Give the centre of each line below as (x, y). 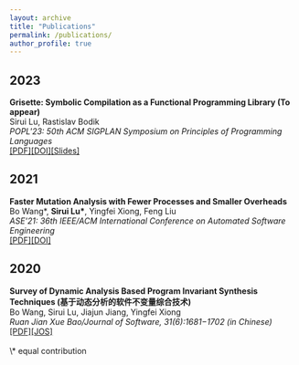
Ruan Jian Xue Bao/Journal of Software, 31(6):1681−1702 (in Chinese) (141, 321)
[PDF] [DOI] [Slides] (45, 151)
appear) (25, 112)
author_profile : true (51, 43)
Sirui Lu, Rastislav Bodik (55, 122)
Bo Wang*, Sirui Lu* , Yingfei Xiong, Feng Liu (93, 211)
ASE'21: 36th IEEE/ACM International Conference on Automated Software (148, 221)
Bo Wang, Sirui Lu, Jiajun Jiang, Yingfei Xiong (95, 312)
